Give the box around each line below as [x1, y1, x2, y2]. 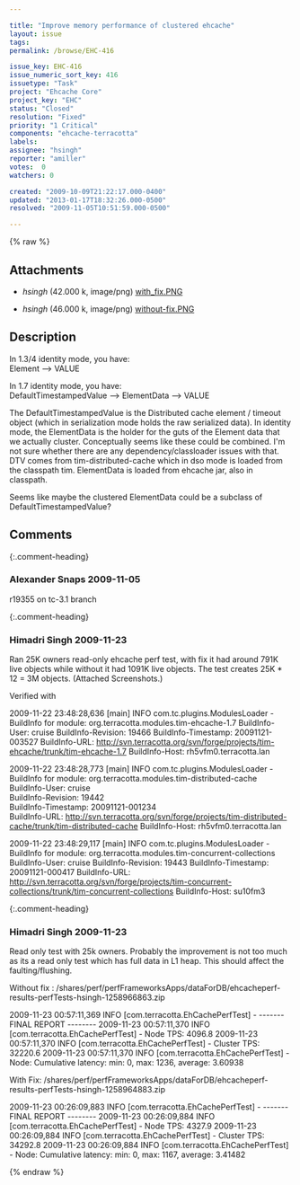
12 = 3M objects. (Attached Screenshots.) [9, 673, 163, 684]
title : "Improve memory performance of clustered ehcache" [9, 21, 235, 30]
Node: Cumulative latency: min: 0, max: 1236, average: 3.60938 [9, 1057, 244, 1068]
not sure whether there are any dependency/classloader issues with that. [9, 446, 280, 456]
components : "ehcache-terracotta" [9, 129, 139, 138]
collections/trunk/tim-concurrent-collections [9, 886, 174, 897]
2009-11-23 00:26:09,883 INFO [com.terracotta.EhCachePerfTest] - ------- [9, 1101, 289, 1112]
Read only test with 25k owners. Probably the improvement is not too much [9, 946, 287, 957]
